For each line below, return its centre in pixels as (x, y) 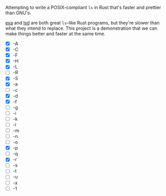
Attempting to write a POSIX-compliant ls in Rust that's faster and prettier (83, 7)
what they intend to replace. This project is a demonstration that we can (81, 28)
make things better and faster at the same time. (56, 34)
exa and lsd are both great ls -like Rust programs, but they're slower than (82, 23)
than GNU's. (18, 13)
